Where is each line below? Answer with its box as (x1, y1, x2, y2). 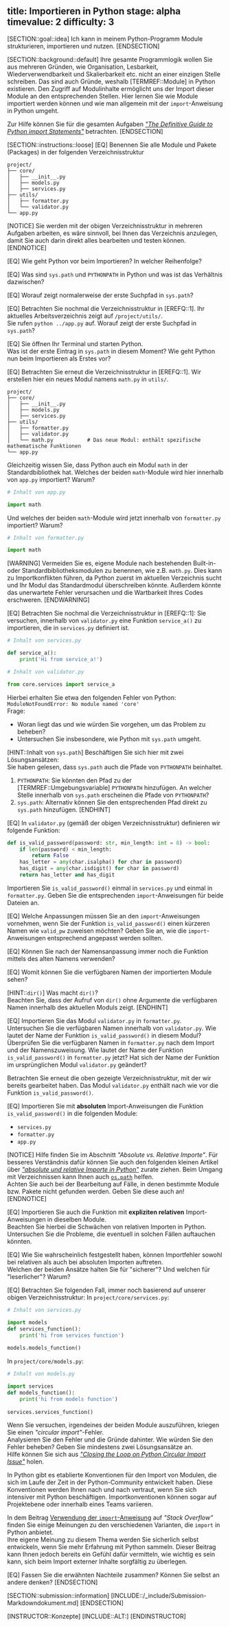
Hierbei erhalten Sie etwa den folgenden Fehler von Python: (7, 693, 176, 702)
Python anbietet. (7, 1528, 54, 1537)
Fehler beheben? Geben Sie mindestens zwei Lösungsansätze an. (7, 1443, 194, 1451)
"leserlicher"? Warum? (7, 1272, 71, 1281)
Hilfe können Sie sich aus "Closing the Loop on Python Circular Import (7, 1451, 206, 1459)
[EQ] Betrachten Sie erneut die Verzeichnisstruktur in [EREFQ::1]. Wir (7, 367, 201, 376)
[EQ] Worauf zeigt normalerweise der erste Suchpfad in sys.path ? (7, 291, 194, 299)
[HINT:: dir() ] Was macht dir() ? (7, 989, 98, 997)
